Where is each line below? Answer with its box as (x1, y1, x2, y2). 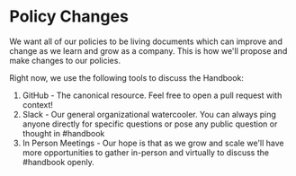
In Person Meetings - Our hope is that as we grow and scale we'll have (22, 137, 284, 148)
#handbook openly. (22, 156, 94, 167)
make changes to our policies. (9, 55, 121, 66)
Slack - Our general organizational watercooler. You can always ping (22, 109, 277, 119)
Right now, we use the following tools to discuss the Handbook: (9, 72, 245, 83)
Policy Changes (9, 6, 129, 27)
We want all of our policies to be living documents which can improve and (9, 36, 283, 47)
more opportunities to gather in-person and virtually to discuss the (22, 146, 270, 158)
